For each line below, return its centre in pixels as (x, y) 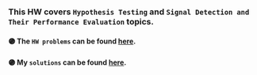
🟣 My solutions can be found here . (67, 62)
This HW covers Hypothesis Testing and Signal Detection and (129, 12)
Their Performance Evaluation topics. (81, 21)
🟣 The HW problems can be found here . (72, 41)
